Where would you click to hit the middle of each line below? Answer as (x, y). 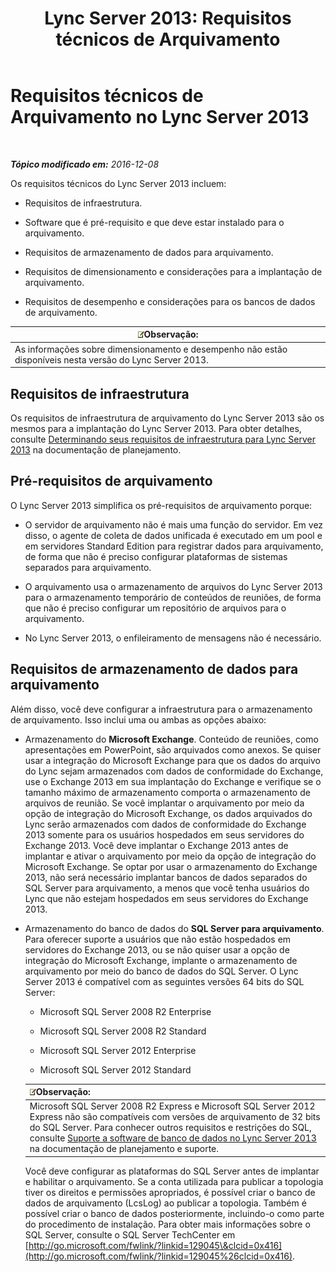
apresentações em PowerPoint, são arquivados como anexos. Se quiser (173, 749)
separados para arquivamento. (88, 567)
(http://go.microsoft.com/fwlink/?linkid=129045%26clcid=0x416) (158, 1256)
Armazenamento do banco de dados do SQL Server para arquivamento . (174, 928)
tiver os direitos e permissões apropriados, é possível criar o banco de (170, 1192)
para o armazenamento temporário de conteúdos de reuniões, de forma (173, 597)
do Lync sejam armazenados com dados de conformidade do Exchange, (174, 771)
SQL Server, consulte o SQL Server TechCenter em (130, 1234)
